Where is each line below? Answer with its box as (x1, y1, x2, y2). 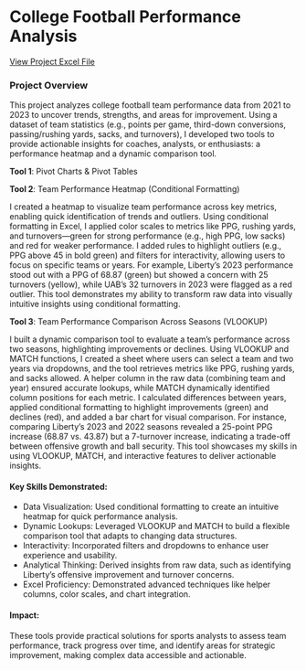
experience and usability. (22, 550, 118, 561)
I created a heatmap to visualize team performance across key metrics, (9, 201, 277, 212)
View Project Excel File (9, 56, 96, 67)
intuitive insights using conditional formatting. (9, 299, 181, 310)
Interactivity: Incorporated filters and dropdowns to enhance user (22, 540, 269, 551)
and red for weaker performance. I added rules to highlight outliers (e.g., (9, 240, 282, 251)
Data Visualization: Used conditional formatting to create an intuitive (22, 501, 280, 513)
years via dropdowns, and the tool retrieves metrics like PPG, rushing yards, (9, 363, 295, 374)
